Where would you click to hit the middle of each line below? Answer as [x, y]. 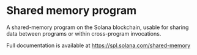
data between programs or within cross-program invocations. [84, 33]
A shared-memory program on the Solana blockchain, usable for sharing [98, 27]
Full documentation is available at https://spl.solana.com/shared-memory [98, 45]
